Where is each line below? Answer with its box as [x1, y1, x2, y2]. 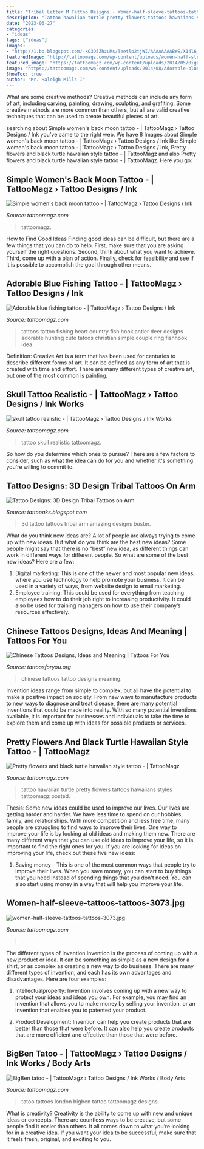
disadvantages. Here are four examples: [6, 975, 106, 983]
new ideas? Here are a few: [6, 558, 75, 565]
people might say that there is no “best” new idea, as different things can [6, 545, 189, 553]
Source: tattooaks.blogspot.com [6, 508, 87, 516]
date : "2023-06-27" [6, 20, 56, 26]
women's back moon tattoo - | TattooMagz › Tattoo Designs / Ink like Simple [6, 137, 197, 145]
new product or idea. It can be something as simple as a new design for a [6, 956, 190, 963]
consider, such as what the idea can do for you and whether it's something [6, 457, 194, 464]
